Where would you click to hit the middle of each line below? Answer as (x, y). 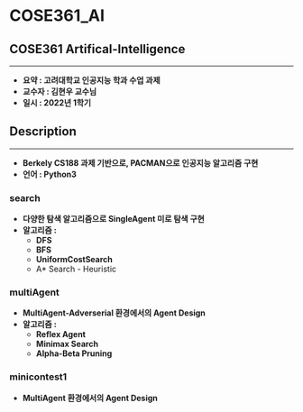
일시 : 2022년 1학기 (57, 103)
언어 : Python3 (49, 174)
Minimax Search (67, 344)
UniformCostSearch (74, 260)
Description (43, 132)
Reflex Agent (60, 334)
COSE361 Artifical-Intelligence (97, 49)
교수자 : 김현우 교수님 (60, 92)
